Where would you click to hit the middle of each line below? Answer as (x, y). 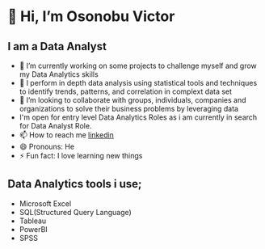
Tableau (33, 221)
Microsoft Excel (45, 203)
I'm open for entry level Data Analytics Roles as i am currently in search (138, 117)
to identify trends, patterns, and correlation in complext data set (125, 91)
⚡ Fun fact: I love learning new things (81, 156)
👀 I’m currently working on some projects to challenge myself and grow (138, 65)
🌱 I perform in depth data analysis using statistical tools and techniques (138, 83)
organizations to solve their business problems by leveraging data (129, 109)
